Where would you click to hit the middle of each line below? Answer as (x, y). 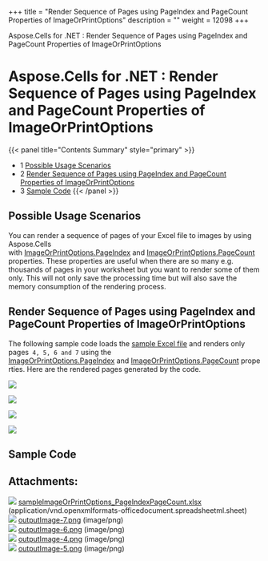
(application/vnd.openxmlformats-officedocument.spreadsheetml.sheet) (128, 510)
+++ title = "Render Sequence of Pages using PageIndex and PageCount (128, 12)
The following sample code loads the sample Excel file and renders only (127, 343)
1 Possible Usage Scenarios (66, 165)
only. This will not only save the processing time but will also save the (123, 278)
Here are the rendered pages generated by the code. (114, 369)
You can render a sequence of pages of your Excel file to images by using (130, 235)
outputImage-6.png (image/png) (72, 529)
